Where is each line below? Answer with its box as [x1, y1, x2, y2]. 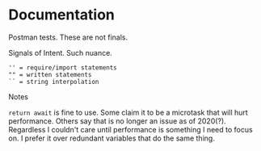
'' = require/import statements [8, 63, 117, 72]
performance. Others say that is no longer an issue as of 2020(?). [8, 115, 226, 126]
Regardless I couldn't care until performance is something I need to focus [8, 124, 253, 134]
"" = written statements [8, 70, 92, 78]
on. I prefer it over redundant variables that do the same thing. [8, 133, 216, 143]
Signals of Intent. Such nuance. [8, 48, 113, 57]
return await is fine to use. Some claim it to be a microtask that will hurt [8, 107, 248, 117]
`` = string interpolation [8, 78, 99, 86]
